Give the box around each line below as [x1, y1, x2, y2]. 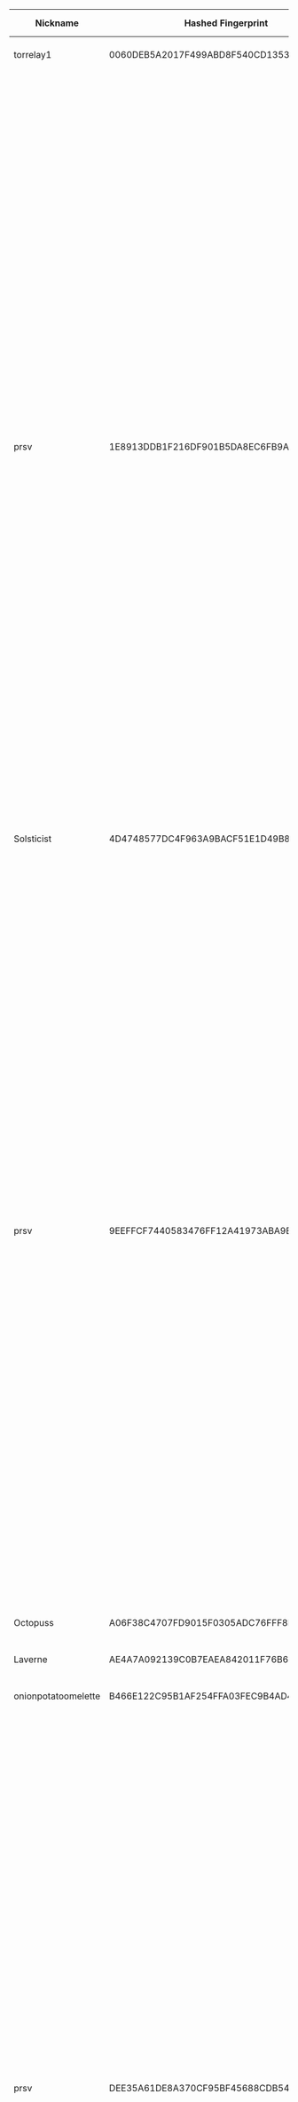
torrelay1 [13, 49, 52, 60]
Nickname [35, 17, 80, 29]
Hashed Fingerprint [184, 17, 269, 29]
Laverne [13, 1653, 48, 1665]
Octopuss [13, 1617, 55, 1628]
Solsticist [13, 832, 51, 845]
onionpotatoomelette [13, 1690, 101, 1702]
